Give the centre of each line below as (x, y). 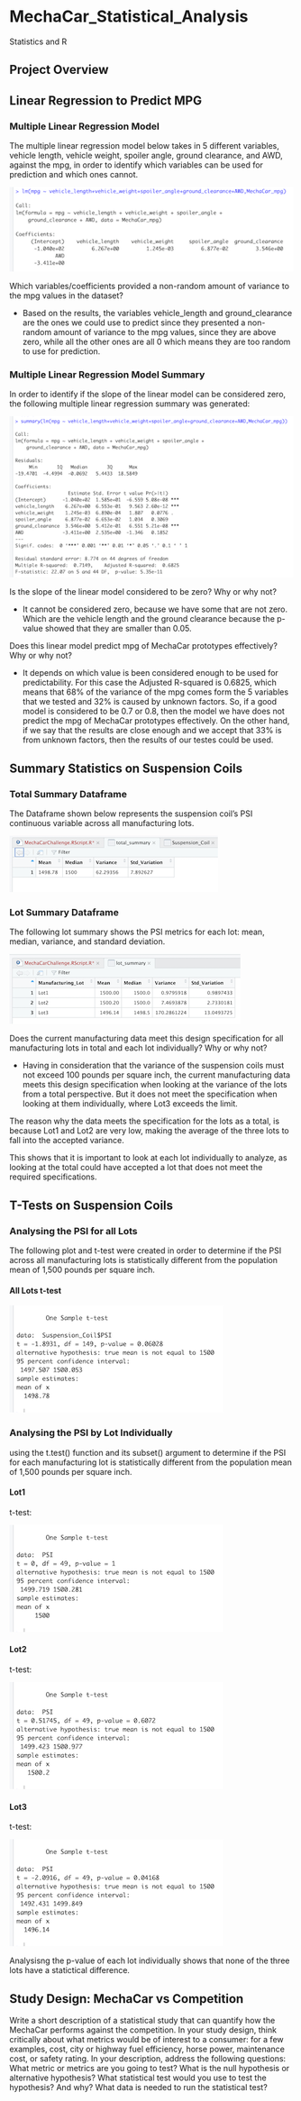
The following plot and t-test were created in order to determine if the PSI (146, 1251)
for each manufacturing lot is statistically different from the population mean (151, 1462)
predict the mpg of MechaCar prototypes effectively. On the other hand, (156, 721)
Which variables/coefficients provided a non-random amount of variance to (150, 286)
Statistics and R (38, 41)
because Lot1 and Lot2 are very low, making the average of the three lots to (150, 1131)
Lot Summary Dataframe (64, 913)
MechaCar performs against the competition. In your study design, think (143, 2030)
